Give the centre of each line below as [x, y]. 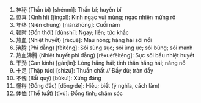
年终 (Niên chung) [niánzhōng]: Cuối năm [68, 25]
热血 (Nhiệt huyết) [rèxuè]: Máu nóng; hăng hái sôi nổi [84, 40]
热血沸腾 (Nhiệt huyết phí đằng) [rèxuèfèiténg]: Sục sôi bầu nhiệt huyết [105, 55]
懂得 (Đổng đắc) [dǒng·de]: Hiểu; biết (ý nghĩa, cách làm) [88, 86]
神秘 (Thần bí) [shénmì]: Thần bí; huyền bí [68, 9]
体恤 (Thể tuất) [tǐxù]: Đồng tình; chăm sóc [69, 93]
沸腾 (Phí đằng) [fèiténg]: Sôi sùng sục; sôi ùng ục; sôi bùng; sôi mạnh [104, 48]
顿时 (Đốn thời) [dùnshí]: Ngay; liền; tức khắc [72, 32]
